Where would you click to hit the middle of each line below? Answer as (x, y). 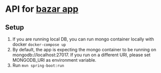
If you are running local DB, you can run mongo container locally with (83, 39)
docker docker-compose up (39, 44)
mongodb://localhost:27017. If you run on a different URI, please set (81, 55)
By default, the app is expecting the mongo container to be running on (84, 50)
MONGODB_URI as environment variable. (54, 60)
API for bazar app (42, 9)
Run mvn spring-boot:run (38, 65)
